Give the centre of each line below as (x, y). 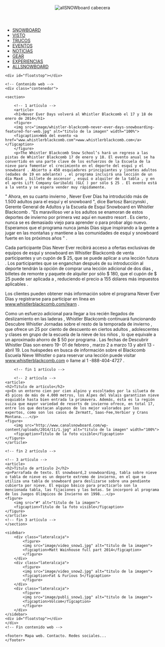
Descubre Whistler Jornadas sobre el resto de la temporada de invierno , (79, 324)
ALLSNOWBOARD (30, 67)
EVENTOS (22, 46)
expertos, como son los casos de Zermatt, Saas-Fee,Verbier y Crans (77, 412)
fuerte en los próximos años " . (36, 238)
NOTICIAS (23, 51)
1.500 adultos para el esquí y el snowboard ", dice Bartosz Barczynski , (77, 202)
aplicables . (17, 284)
